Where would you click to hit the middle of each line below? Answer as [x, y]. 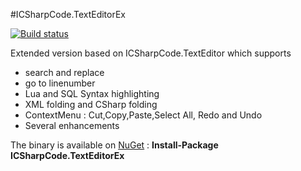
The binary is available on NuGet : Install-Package [114, 145]
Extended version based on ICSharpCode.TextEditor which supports [151, 53]
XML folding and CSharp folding [91, 104]
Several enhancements [72, 125]
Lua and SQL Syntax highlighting [92, 93]
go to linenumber [60, 83]
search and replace [64, 72]
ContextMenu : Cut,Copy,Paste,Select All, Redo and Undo [143, 115]
